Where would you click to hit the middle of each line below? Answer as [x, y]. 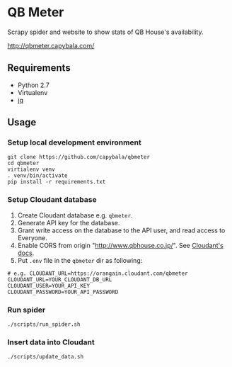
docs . [26, 253]
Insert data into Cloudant [51, 342]
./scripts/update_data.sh [45, 357]
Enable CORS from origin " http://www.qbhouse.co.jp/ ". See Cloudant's [121, 245]
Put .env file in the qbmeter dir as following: [80, 260]
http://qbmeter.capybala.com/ [51, 45]
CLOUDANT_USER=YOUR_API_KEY [49, 286]
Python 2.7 [33, 85]
